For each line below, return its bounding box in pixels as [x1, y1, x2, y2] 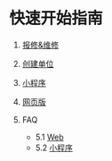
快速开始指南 [9, 8, 104, 29]
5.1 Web [35, 131, 64, 142]
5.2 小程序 [35, 142, 74, 153]
